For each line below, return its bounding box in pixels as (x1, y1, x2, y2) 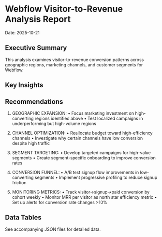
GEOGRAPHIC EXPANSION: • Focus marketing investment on (12, 110, 134, 116)
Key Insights (5, 81, 44, 89)
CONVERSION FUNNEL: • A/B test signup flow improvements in (12, 169, 139, 175)
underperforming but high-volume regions (12, 120, 97, 126)
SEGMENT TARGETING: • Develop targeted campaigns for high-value (12, 149, 151, 156)
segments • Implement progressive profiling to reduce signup (34, 174, 158, 180)
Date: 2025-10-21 (5, 30, 40, 35)
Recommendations (5, 97, 63, 106)
